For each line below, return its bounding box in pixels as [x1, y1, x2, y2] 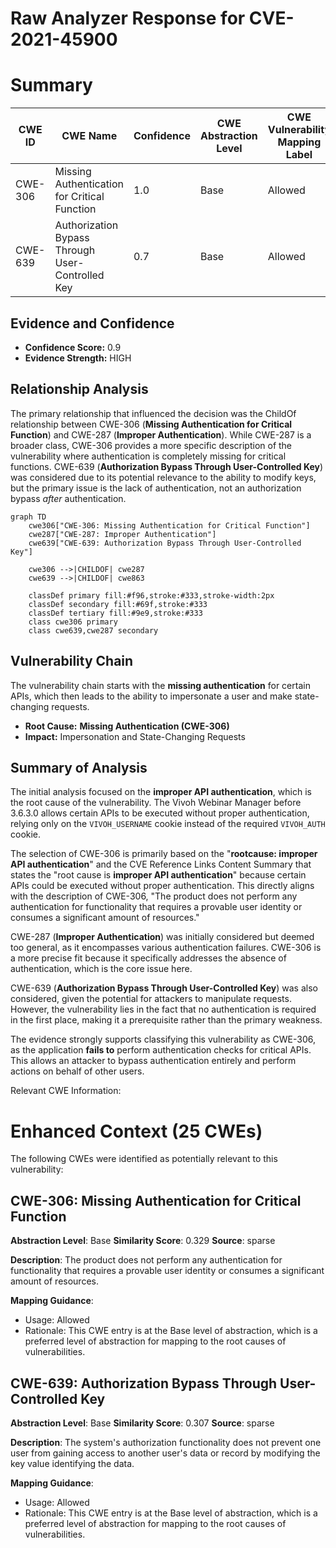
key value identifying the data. [10, 1457, 135, 1469]
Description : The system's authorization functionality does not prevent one [10, 1436, 322, 1448]
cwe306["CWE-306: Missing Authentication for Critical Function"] [28, 520, 311, 531]
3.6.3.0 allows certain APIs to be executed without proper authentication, [10, 807, 310, 819]
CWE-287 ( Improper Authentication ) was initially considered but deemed [10, 931, 315, 943]
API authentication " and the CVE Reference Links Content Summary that [10, 858, 312, 871]
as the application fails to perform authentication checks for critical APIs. [10, 1044, 312, 1056]
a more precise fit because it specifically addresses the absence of [10, 952, 287, 964]
